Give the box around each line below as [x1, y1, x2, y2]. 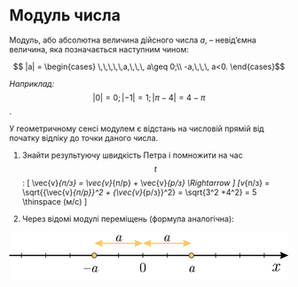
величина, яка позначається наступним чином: [9, 43, 189, 54]
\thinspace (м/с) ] [21, 196, 88, 206]
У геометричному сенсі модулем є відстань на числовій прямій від [9, 123, 264, 134]
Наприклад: [9, 78, 55, 89]
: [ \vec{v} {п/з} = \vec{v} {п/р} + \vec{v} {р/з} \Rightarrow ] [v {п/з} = [21, 177, 271, 188]
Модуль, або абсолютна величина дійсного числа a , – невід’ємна [9, 35, 257, 45]
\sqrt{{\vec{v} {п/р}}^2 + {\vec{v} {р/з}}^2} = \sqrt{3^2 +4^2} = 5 [21, 187, 257, 198]
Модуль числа [9, 5, 122, 26]
